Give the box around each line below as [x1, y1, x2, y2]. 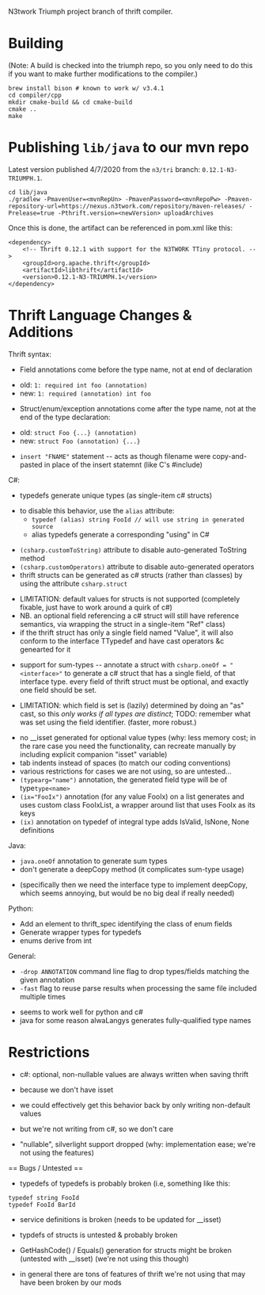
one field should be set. [19, 685, 97, 694]
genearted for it [19, 644, 71, 654]
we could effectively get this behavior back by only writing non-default [19, 1100, 251, 1110]
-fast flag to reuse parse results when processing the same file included [19, 983, 257, 993]
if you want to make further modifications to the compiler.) [8, 69, 198, 78]
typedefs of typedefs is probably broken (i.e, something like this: [19, 1178, 231, 1188]
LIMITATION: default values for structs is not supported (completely [19, 594, 240, 603]
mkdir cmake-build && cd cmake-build [8, 98, 133, 106]
